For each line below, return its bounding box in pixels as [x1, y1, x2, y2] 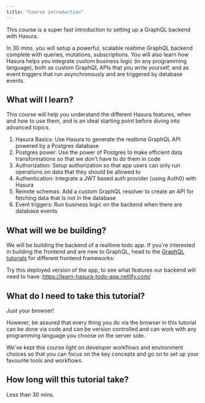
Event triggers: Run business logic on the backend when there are [15, 201, 182, 209]
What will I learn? [6, 94, 74, 105]
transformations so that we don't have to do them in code [15, 155, 161, 163]
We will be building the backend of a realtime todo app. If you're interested [6, 242, 195, 249]
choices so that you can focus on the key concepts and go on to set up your [6, 350, 199, 358]
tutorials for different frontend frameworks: [6, 255, 115, 262]
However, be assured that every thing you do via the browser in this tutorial [6, 319, 196, 326]
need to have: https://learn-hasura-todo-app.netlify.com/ [6, 273, 151, 280]
